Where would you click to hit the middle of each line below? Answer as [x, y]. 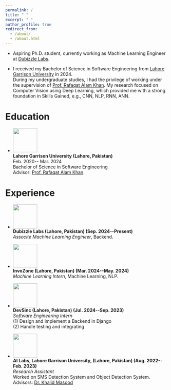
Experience [30, 193]
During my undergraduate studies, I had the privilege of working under [87, 80]
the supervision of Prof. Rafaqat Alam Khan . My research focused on [85, 85]
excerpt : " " [19, 19]
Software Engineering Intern [43, 316]
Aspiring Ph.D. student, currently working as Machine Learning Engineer [89, 53]
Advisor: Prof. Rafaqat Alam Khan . [49, 172]
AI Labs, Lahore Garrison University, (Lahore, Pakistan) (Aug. [79, 360]
